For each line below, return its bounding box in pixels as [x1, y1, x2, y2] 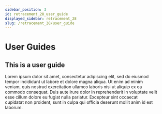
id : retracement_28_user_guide [5, 12, 68, 16]
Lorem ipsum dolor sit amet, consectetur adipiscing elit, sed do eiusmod [5, 74, 149, 80]
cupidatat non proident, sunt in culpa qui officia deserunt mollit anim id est [5, 99, 153, 105]
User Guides [5, 42, 56, 52]
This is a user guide [5, 61, 65, 69]
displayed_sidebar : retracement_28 [5, 16, 77, 21]
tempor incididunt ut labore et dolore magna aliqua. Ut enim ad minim [5, 79, 143, 85]
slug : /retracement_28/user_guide [5, 20, 75, 26]
